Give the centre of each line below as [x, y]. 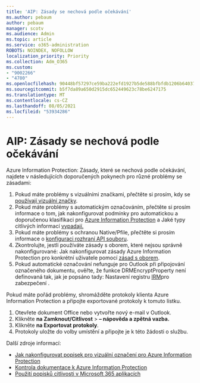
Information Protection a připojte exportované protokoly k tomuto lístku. [94, 301]
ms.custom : [20, 67]
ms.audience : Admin [30, 34]
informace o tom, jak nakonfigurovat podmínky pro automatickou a [96, 214]
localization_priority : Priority [48, 56]
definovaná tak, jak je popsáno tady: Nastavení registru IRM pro [92, 277]
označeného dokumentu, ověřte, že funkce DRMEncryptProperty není [100, 271]
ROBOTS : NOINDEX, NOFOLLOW [40, 51]
